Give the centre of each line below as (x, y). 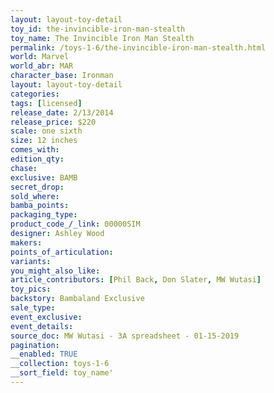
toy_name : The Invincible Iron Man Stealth (102, 38)
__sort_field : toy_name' (62, 373)
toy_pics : (31, 289)
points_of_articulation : (62, 252)
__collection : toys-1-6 (60, 364)
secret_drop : (37, 187)
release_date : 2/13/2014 (62, 112)
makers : (26, 242)
